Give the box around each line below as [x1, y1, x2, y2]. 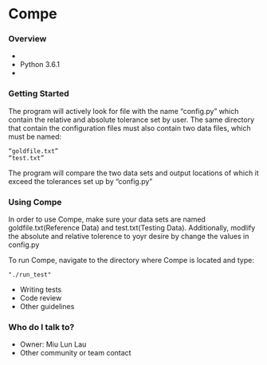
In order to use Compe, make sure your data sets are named [8, 214, 206, 224]
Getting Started [8, 88, 69, 100]
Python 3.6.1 [19, 60, 61, 69]
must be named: [8, 131, 62, 141]
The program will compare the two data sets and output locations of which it [8, 168, 259, 178]
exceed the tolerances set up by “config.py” [8, 176, 153, 186]
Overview [8, 33, 47, 45]
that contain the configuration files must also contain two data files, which [8, 123, 251, 132]
